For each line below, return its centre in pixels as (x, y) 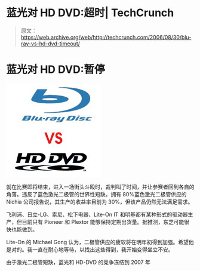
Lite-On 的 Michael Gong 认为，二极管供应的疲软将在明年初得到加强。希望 (98, 242)
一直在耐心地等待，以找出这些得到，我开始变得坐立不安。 (103, 250)
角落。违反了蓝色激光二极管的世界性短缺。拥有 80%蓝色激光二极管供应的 (96, 194)
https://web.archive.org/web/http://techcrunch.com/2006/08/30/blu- (106, 37)
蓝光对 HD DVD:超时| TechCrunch (90, 13)
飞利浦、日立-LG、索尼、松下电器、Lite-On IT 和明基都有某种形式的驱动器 (97, 214)
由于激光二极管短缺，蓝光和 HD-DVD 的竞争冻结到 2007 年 (78, 262)
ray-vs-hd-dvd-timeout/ (50, 44)
